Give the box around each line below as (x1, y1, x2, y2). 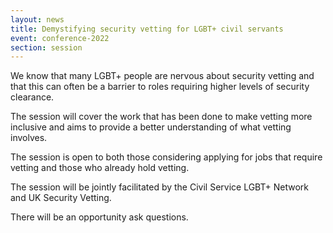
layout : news (10, 14, 65, 25)
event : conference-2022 (10, 33, 110, 43)
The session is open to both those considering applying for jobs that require (10, 151, 323, 163)
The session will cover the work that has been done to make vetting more (10, 111, 313, 123)
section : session (10, 42, 83, 53)
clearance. (10, 91, 55, 103)
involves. (10, 132, 48, 144)
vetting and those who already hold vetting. (10, 162, 190, 174)
